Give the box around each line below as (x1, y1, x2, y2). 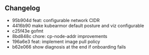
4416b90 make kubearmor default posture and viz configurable (12, 22, 144, 28)
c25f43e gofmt (12, 27, 43, 34)
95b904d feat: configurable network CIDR (12, 17, 100, 23)
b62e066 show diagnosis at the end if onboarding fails (12, 43, 126, 49)
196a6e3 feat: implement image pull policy (12, 38, 101, 44)
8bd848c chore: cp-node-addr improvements (12, 33, 108, 39)
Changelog (5, 4, 40, 12)
